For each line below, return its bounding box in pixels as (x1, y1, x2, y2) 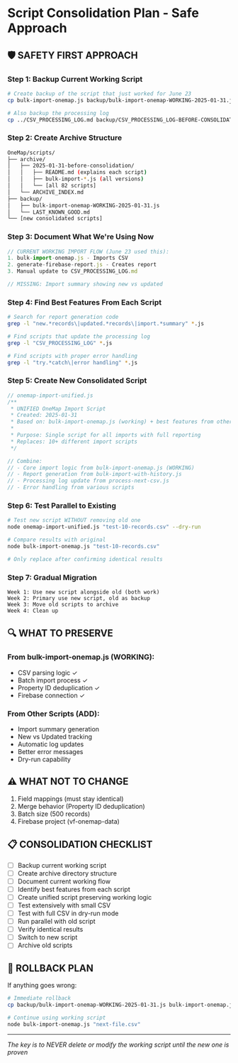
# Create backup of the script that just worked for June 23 (7, 90, 192, 97)
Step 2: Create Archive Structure (7, 133, 123, 143)
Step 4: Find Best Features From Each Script (7, 297, 161, 307)
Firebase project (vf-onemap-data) (17, 817, 120, 825)
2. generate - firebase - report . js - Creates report (7, 261, 157, 268)
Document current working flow (17, 877, 111, 885)
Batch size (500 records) (17, 809, 91, 818)
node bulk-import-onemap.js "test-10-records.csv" (7, 543, 160, 550)
